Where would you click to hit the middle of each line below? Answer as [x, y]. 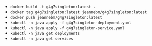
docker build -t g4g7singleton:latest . [53, 7]
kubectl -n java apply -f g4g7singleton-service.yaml [67, 28]
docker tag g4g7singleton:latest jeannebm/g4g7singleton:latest [79, 12]
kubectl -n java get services [42, 39]
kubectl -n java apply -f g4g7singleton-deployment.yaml [71, 23]
